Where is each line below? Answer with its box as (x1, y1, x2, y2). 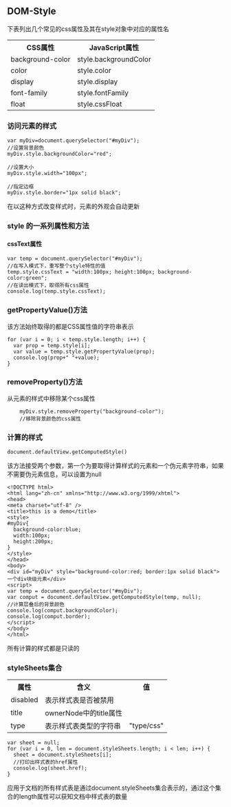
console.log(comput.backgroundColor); (7, 607, 118, 614)
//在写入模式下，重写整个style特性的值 (7, 263, 106, 269)
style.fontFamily (76, 88, 129, 97)
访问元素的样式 (7, 121, 57, 130)
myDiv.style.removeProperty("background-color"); (19, 408, 165, 415)
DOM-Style (7, 6, 56, 17)
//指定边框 (7, 183, 34, 190)
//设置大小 (7, 164, 34, 171)
